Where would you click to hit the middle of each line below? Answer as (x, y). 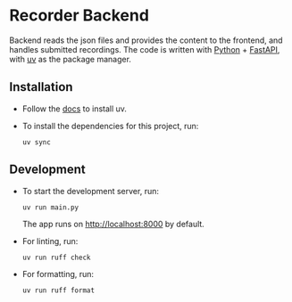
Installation (41, 87)
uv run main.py (50, 207)
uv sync (36, 142)
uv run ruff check (56, 257)
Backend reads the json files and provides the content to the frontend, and (146, 40)
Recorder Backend (79, 16)
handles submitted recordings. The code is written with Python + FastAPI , (145, 49)
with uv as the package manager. (71, 59)
